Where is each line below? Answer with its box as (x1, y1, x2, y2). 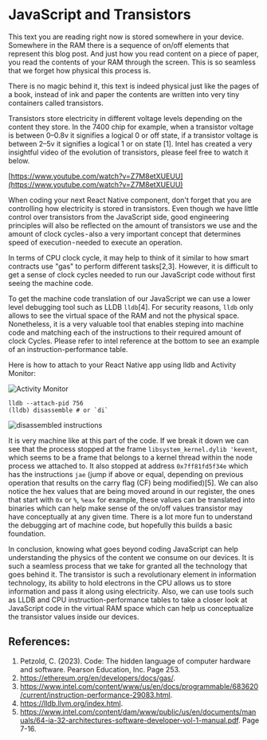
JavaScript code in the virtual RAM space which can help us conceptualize (8, 603, 253, 613)
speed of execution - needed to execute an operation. (8, 237, 183, 247)
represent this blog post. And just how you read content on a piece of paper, (8, 49, 259, 58)
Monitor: (8, 368, 36, 378)
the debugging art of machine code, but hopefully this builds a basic (8, 520, 233, 530)
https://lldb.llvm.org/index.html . (19, 699, 124, 708)
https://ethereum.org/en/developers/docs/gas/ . (19, 673, 176, 683)
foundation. (8, 528, 46, 538)
